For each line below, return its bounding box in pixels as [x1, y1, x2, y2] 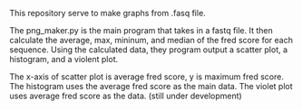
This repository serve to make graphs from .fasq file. [9, 8, 206, 18]
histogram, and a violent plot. [9, 54, 119, 64]
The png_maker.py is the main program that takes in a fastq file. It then [9, 25, 274, 35]
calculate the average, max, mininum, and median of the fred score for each [9, 35, 293, 45]
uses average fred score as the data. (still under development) [9, 90, 242, 101]
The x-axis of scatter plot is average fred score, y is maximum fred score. [9, 71, 284, 82]
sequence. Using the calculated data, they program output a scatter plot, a [9, 44, 288, 55]
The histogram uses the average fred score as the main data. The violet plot [9, 81, 293, 91]
